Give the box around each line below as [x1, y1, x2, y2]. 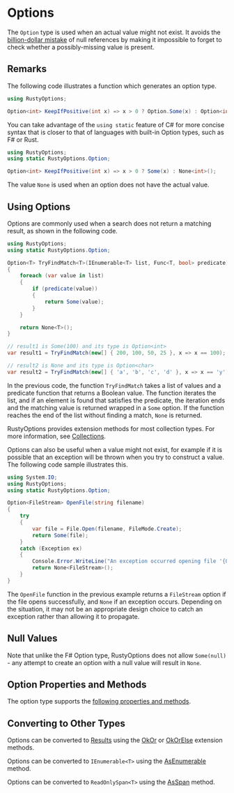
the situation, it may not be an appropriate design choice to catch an [7, 604, 203, 613]
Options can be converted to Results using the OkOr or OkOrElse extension [7, 736, 223, 745]
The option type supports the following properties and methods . [7, 697, 192, 706]
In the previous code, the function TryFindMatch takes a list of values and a [7, 381, 221, 389]
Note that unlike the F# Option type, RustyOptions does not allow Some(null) [7, 651, 226, 660]
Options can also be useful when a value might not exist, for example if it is [7, 445, 223, 453]
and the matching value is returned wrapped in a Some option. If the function [7, 403, 224, 412]
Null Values [7, 632, 58, 644]
